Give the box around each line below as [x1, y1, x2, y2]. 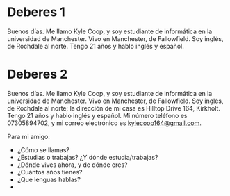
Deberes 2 [7, 67, 68, 82]
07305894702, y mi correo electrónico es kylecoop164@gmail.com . [7, 119, 202, 127]
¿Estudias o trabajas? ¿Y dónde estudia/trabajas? [17, 153, 158, 161]
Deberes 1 [7, 4, 66, 20]
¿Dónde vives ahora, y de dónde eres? [17, 161, 128, 169]
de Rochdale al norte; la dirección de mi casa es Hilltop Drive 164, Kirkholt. [7, 104, 221, 112]
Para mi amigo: [7, 132, 50, 140]
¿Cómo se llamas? [17, 145, 69, 154]
